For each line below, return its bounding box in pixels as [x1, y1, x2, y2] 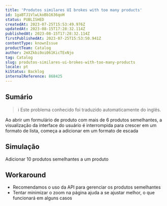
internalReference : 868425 [5, 74, 63, 79]
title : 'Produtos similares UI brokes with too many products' [5, 7, 143, 13]
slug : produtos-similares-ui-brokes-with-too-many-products [5, 60, 136, 65]
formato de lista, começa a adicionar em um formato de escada [5, 127, 138, 134]
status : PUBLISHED [5, 17, 44, 22]
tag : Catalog [5, 55, 33, 60]
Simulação [5, 142, 40, 151]
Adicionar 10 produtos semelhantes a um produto [5, 156, 108, 162]
